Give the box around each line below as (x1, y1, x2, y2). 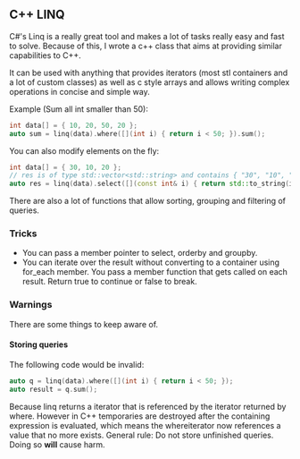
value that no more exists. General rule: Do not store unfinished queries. (9, 429, 274, 440)
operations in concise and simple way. (9, 86, 150, 97)
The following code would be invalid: (9, 359, 145, 370)
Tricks (9, 227, 37, 240)
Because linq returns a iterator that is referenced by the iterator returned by (9, 401, 287, 412)
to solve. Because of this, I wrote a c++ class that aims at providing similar (9, 40, 283, 51)
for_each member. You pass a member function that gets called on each (21, 267, 288, 277)
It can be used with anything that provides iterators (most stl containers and (9, 67, 288, 78)
